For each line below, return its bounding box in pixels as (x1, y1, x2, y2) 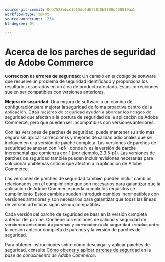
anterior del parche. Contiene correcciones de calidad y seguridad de (5, 217, 147, 223)
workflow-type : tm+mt (5, 12, 50, 17)
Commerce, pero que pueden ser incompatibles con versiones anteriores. (5, 119, 155, 126)
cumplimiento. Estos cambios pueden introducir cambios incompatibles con (5, 191, 159, 197)
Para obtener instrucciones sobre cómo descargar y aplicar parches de (5, 242, 150, 248)
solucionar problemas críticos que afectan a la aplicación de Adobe (5, 161, 142, 167)
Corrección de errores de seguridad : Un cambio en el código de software (5, 74, 156, 79)
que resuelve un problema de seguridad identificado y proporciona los (5, 78, 148, 84)
